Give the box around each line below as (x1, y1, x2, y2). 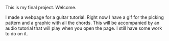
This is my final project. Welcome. (5, 5, 77, 10)
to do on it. (5, 31, 28, 36)
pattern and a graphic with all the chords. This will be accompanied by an (5, 20, 160, 26)
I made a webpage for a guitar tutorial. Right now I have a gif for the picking (5, 14, 164, 20)
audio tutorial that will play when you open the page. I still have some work (5, 25, 162, 31)
